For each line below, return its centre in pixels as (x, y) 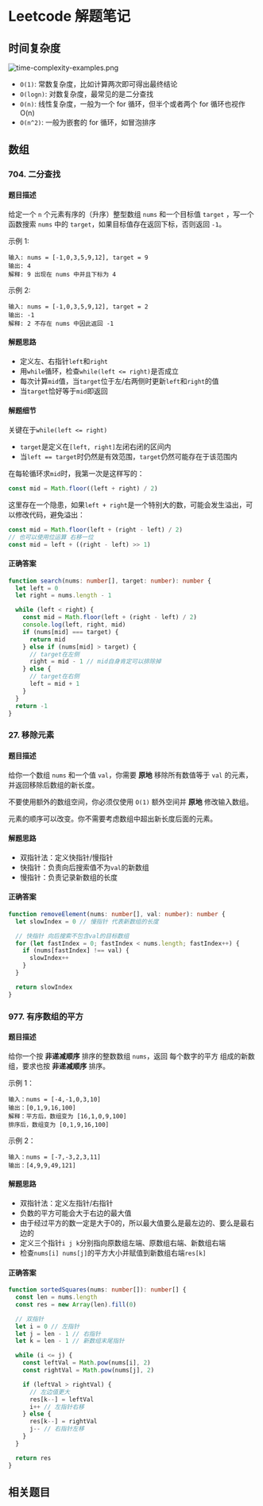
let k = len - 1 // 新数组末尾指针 (70, 1341)
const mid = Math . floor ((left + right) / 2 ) (83, 488)
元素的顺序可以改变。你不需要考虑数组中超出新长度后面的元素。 (112, 819)
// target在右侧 (54, 676)
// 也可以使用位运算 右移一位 (51, 537)
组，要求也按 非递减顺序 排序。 (59, 1066)
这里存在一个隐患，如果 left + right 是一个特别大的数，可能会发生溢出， (127, 505)
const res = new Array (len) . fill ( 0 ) (76, 1304)
